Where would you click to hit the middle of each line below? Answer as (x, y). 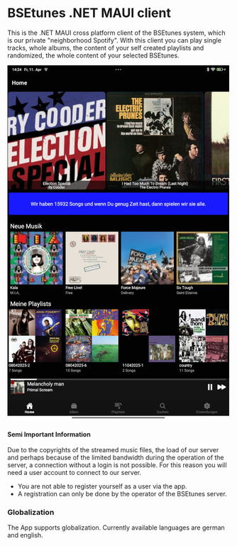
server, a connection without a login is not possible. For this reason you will (117, 465)
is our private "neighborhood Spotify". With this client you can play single (115, 40)
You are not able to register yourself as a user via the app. (102, 486)
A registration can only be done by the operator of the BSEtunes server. (122, 494)
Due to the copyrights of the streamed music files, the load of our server (113, 450)
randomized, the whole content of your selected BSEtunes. (93, 55)
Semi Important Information (49, 434)
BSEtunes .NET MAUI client (89, 13)
